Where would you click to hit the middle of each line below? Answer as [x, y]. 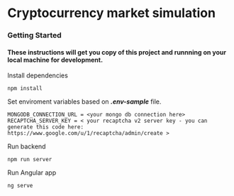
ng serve [20, 186]
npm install [25, 89]
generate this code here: [45, 127]
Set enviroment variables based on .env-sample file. [84, 102]
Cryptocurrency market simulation [112, 13]
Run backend [27, 146]
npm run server [30, 160]
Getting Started [34, 36]
